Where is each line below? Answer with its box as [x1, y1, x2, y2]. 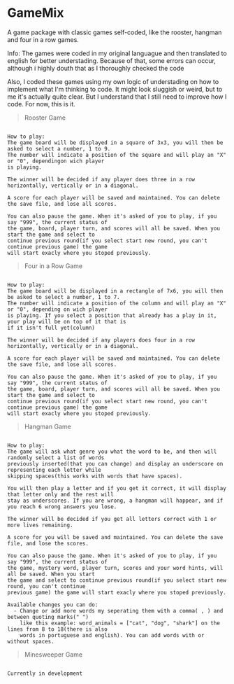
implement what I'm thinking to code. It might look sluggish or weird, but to [7, 85, 223, 93]
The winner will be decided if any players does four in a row [7, 336, 196, 344]
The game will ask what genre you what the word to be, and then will [7, 448, 217, 455]
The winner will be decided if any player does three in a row [7, 176, 196, 183]
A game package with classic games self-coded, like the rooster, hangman [7, 28, 222, 36]
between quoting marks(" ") [7, 613, 89, 620]
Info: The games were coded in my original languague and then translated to [7, 49, 227, 57]
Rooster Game [24, 113, 66, 122]
